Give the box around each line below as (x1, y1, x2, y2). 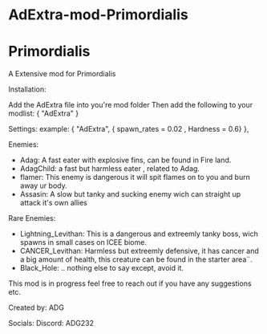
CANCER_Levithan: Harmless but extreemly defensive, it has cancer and (19, 246, 259, 256)
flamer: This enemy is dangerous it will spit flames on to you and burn (19, 173, 250, 182)
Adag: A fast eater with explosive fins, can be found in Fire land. (19, 155, 232, 165)
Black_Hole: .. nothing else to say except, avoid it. (19, 263, 184, 273)
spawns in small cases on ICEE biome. (19, 238, 147, 247)
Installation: (8, 84, 47, 94)
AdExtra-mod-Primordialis (8, 6, 188, 24)
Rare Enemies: (8, 214, 56, 223)
